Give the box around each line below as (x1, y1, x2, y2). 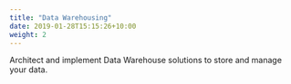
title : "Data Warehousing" (9, 13, 112, 23)
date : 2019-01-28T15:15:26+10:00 (9, 22, 137, 31)
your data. (9, 64, 48, 75)
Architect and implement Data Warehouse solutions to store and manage (9, 55, 283, 66)
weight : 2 (9, 30, 47, 39)
